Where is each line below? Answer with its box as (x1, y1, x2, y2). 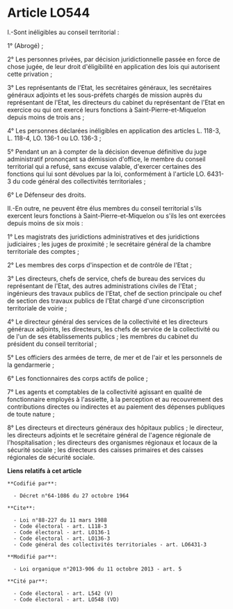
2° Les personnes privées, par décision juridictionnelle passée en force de (7, 54, 220, 63)
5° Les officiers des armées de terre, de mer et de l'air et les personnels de (7, 353, 223, 361)
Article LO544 (7, 5, 90, 21)
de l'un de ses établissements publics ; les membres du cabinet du (7, 332, 198, 340)
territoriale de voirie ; (7, 303, 67, 312)
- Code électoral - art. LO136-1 (13, 529, 111, 536)
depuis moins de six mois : (7, 218, 83, 227)
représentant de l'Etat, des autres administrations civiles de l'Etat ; (7, 281, 197, 290)
